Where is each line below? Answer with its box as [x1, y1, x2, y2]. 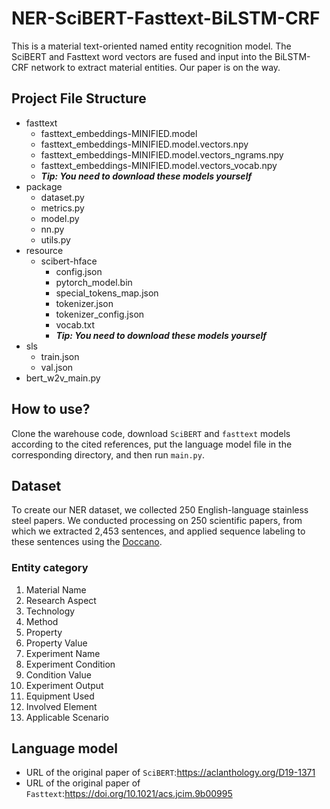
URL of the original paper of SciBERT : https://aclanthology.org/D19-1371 [25, 767, 316, 779]
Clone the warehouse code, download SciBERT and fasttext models [11, 427, 291, 439]
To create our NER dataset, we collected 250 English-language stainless [11, 504, 309, 516]
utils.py [40, 233, 71, 246]
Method [25, 615, 59, 627]
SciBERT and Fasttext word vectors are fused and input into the [11, 50, 273, 62]
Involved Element [25, 700, 98, 712]
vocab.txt [55, 318, 96, 331]
